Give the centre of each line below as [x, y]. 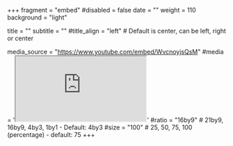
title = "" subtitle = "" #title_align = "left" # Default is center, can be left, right [116, 31]
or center [20, 38]
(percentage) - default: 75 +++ [51, 135]
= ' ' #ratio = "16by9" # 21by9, [115, 120]
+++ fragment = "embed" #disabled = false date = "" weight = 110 [102, 10]
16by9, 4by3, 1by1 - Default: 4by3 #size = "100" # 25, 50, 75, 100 [100, 127]
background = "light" [37, 17]
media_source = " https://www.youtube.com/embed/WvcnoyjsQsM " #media [115, 52]
